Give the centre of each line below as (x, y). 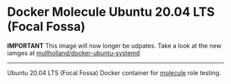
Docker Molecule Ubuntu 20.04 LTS (111, 12)
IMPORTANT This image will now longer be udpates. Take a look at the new (114, 45)
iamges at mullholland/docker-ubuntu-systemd (74, 53)
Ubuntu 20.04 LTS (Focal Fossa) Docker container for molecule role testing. (114, 72)
